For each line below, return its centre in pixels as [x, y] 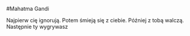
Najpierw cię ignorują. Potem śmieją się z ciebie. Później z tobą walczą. [95, 20]
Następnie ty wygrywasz [37, 27]
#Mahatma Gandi [28, 9]
